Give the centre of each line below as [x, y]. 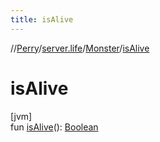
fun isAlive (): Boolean [54, 127]
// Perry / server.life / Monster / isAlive [80, 48]
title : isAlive [42, 19]
